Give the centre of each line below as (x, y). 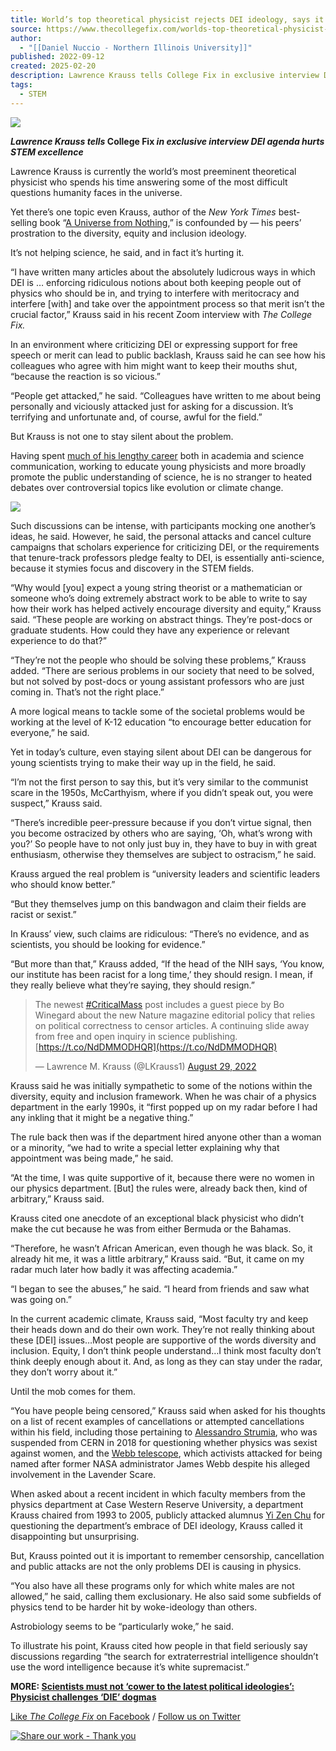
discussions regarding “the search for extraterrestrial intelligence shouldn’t (164, 1656)
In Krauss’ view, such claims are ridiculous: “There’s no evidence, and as (160, 933)
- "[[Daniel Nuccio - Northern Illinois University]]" (136, 47)
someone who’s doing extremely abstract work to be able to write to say (159, 598)
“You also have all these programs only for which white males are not (152, 1585)
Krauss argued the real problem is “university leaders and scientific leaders (165, 873)
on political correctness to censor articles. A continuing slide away (172, 1025)
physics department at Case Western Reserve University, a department (157, 1504)
